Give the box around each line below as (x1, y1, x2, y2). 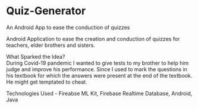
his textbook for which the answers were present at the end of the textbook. (6, 72, 193, 79)
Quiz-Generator (6, 4, 86, 18)
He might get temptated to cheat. (6, 78, 87, 85)
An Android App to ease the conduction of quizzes (6, 24, 130, 31)
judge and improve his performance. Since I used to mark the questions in (6, 65, 187, 72)
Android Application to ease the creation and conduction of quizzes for (6, 35, 180, 42)
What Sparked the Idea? (6, 53, 65, 60)
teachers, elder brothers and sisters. (6, 42, 95, 49)
